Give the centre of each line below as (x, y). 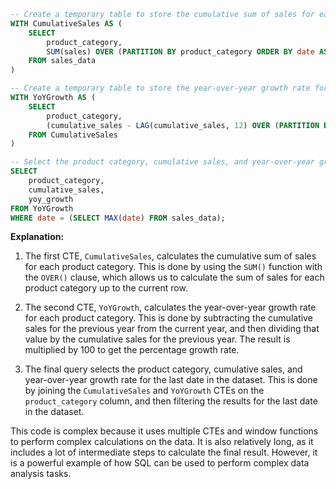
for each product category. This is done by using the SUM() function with (173, 267)
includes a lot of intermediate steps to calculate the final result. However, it (164, 452)
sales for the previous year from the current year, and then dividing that (172, 329)
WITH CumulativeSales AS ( (66, 23)
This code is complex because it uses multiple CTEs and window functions (164, 431)
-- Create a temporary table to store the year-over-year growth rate (160, 88)
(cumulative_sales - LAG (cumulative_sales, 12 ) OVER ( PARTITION (183, 125)
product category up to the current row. (106, 288)
